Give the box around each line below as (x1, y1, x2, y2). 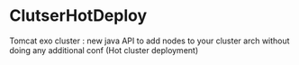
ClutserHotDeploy (9, 5, 148, 26)
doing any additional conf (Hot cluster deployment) (9, 44, 199, 55)
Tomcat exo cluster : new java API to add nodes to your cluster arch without (9, 35, 290, 46)
